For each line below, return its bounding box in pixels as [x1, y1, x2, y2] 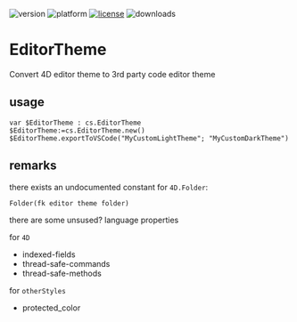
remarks [9, 158, 57, 173]
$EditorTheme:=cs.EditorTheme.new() [9, 125, 145, 135]
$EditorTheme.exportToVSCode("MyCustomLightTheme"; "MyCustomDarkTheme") [9, 133, 290, 142]
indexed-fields [21, 249, 76, 260]
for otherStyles [9, 285, 67, 295]
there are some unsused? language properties [9, 214, 179, 225]
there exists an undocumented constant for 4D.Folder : [9, 181, 209, 192]
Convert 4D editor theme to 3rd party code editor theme [9, 68, 216, 79]
